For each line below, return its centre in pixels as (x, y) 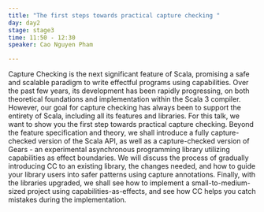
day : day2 (24, 23)
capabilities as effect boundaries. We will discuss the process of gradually (129, 158)
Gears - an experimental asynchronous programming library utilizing (119, 150)
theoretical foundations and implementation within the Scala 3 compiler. (125, 99)
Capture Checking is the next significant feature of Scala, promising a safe (129, 74)
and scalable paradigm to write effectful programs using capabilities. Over (128, 83)
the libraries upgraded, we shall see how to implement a (99, 183)
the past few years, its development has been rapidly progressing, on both (129, 91)
